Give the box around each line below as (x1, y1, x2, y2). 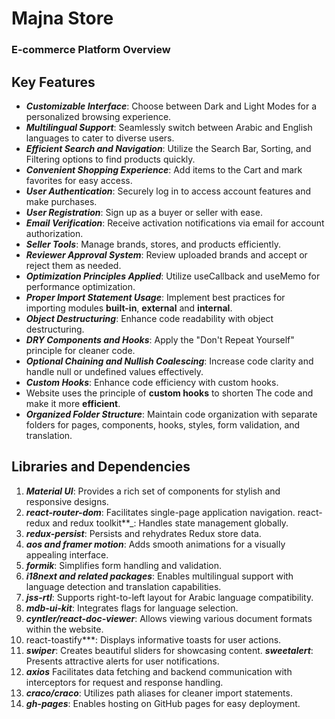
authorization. (25, 227, 84, 239)
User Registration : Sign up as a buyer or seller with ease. (25, 206, 263, 218)
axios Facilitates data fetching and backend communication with (25, 665, 293, 677)
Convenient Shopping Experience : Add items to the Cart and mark (25, 163, 303, 176)
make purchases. (25, 195, 98, 207)
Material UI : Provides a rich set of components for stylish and (25, 485, 281, 497)
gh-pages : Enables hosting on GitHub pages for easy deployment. (25, 697, 301, 709)
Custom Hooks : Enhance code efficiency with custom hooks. (25, 376, 279, 388)
